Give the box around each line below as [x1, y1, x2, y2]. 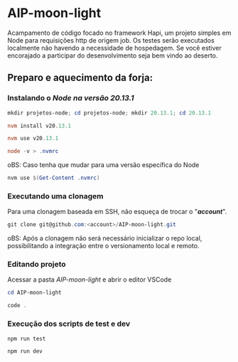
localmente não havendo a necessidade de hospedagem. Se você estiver [7, 43, 222, 52]
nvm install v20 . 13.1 [7, 122, 72, 129]
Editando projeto [7, 260, 66, 270]
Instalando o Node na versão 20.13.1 [7, 93, 134, 103]
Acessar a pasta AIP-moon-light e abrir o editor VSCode [7, 275, 172, 284]
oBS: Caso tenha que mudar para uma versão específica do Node [7, 161, 200, 169]
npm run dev [7, 348, 43, 355]
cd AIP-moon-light [7, 289, 62, 297]
